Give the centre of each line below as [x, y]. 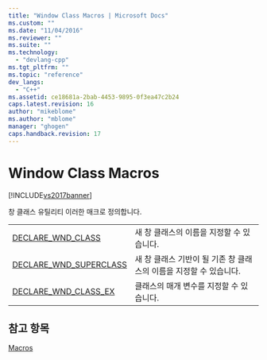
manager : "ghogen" [39, 126]
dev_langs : [26, 82]
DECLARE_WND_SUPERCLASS [70, 265]
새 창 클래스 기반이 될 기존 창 [185, 259]
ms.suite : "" [30, 45]
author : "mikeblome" [43, 112]
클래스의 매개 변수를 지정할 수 [187, 285]
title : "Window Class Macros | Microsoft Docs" [89, 15]
